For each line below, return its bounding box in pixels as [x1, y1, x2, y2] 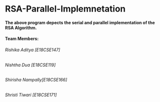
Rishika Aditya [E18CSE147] [5, 47, 61, 53]
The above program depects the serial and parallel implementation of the [5, 19, 155, 25]
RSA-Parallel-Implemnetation [5, 3, 126, 15]
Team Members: [5, 36, 39, 42]
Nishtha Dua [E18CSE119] [5, 62, 56, 68]
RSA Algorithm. [5, 25, 37, 30]
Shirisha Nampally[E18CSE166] [5, 77, 67, 83]
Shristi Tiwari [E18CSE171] [5, 92, 57, 98]
